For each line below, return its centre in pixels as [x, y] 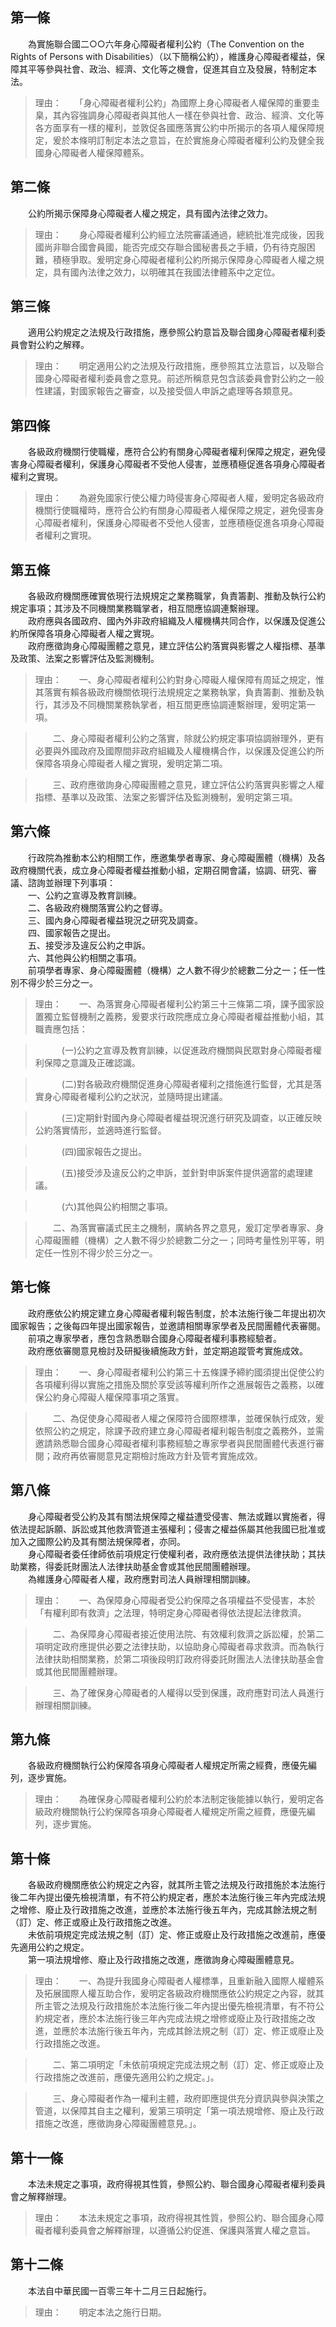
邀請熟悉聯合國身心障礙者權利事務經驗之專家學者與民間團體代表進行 [175, 1443]
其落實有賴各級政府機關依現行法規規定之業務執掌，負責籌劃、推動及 [175, 692]
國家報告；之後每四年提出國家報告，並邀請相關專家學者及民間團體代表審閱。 [168, 1325]
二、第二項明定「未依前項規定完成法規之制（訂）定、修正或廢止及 [188, 2065]
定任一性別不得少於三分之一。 [96, 1252]
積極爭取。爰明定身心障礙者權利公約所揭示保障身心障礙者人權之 [184, 259]
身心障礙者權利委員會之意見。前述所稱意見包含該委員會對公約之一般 [184, 379]
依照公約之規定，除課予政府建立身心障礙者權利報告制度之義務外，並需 [179, 1430]
